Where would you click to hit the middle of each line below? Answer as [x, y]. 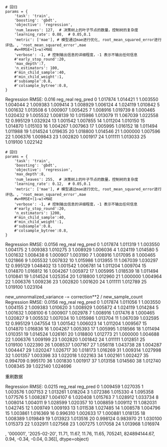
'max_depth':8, [30, 174]
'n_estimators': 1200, [38, 213]
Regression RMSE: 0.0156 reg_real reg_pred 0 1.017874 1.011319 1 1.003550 [82, 244]
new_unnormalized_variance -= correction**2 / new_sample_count [74, 297]
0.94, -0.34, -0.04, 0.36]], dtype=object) [47, 439]
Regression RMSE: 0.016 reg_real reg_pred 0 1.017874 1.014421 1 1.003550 [82, 99]
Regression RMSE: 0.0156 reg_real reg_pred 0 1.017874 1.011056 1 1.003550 [83, 302]
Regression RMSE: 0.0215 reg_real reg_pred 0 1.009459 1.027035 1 [74, 386]
